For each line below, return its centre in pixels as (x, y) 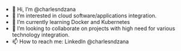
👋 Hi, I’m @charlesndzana (44, 9)
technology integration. (41, 35)
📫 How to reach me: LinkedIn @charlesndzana (70, 41)
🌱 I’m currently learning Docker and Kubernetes (71, 22)
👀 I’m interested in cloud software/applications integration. (84, 16)
